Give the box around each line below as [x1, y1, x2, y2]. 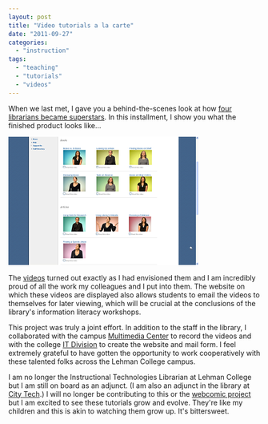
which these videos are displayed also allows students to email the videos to [8, 289, 260, 300]
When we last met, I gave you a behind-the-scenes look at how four [8, 103, 232, 113]
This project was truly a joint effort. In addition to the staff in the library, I [8, 322, 246, 332]
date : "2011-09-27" [8, 30, 74, 38]
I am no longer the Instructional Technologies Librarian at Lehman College [8, 372, 252, 382]
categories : [8, 38, 48, 46]
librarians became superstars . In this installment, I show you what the [8, 112, 237, 122]
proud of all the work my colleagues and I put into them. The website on [8, 281, 246, 291]
